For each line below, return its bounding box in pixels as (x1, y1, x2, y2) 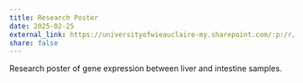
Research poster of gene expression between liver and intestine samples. (9, 63, 282, 74)
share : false (9, 38, 59, 48)
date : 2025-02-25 (9, 22, 75, 31)
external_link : (9, 30, 67, 39)
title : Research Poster (9, 13, 99, 23)
